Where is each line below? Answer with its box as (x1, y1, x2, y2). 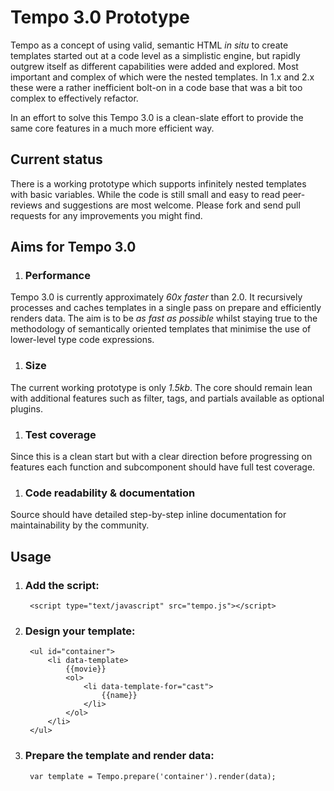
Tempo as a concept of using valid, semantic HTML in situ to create (10, 39, 289, 51)
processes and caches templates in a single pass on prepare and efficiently (10, 302, 322, 314)
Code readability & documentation (24, 486, 196, 500)
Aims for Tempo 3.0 (10, 239, 137, 256)
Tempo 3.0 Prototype (10, 6, 190, 29)
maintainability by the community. (10, 519, 150, 531)
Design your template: (24, 624, 136, 638)
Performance (24, 269, 91, 283)
